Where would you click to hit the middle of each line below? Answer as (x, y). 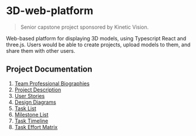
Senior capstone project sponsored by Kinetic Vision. (85, 27)
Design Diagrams (35, 102)
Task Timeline (31, 121)
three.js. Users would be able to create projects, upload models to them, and (98, 45)
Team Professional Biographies (52, 83)
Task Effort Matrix (36, 127)
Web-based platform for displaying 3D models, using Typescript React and (96, 38)
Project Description (38, 90)
